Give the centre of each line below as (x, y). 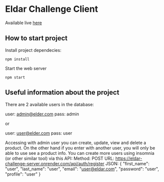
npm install (17, 59)
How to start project (36, 38)
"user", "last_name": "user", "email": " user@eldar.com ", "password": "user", (82, 169)
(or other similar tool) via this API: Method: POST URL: (60, 158)
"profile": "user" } (23, 174)
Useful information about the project (62, 92)
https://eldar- (129, 158)
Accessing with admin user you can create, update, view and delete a (76, 143)
